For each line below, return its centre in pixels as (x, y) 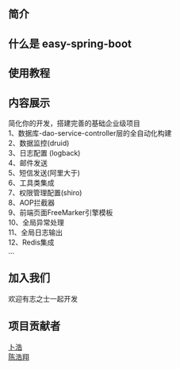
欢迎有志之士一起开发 (43, 298)
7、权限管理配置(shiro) (45, 192)
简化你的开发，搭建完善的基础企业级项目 (74, 123)
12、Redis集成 (31, 242)
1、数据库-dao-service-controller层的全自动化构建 (90, 133)
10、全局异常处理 (36, 222)
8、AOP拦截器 (32, 202)
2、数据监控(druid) (39, 143)
